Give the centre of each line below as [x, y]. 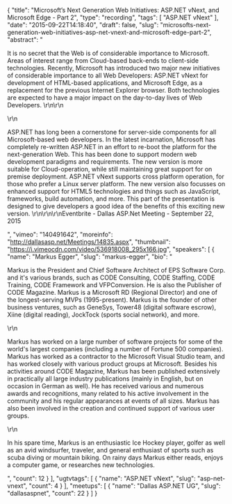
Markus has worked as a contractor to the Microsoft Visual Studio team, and [116, 356]
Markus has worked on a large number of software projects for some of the [115, 342]
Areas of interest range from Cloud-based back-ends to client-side [103, 61]
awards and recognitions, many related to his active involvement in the [108, 394]
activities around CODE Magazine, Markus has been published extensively [114, 371]
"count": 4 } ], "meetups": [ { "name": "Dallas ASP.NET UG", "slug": [125, 486]
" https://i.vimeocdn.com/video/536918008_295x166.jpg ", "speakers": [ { [111, 249]
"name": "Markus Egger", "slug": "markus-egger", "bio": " [90, 257]
